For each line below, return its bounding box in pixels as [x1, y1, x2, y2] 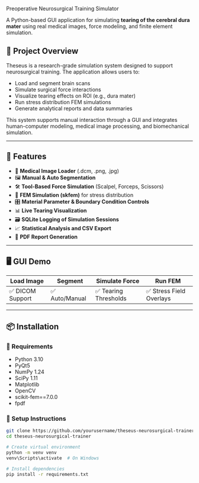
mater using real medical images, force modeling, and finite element [6, 23, 173, 30]
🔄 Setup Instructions [6, 414, 66, 423]
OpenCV [14, 387, 36, 394]
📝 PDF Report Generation [14, 233, 78, 240]
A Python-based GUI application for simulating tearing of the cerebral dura [6, 17, 190, 23]
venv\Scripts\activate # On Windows [6, 455, 99, 461]
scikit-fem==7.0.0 [14, 394, 58, 401]
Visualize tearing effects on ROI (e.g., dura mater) [14, 92, 136, 99]
